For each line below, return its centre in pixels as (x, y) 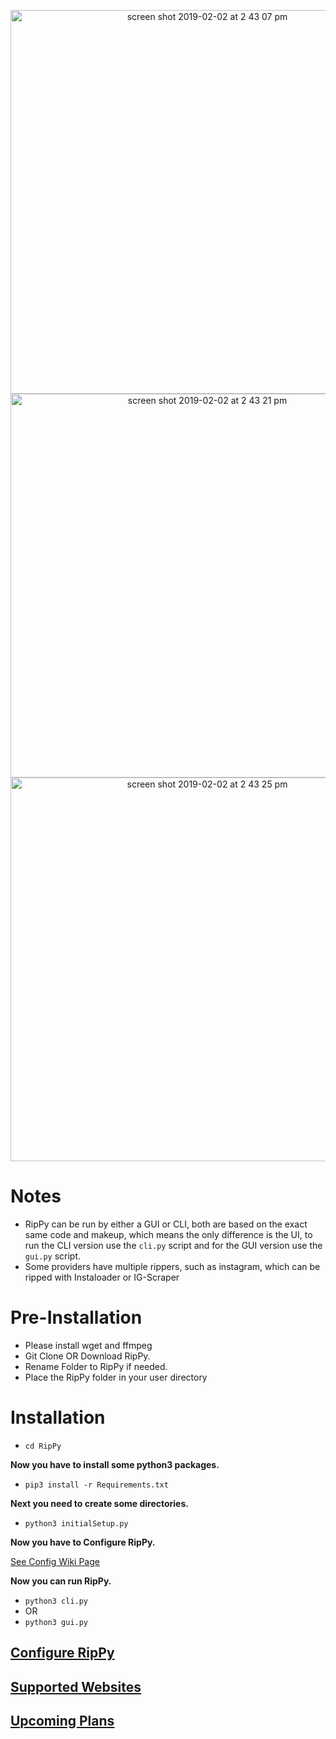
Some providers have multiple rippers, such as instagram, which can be (172, 1266)
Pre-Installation (76, 1317)
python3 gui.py (56, 1622)
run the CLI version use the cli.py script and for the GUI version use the (173, 1245)
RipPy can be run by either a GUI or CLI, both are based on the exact (166, 1224)
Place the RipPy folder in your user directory (116, 1377)
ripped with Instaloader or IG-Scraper (102, 1277)
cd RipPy (43, 1446)
